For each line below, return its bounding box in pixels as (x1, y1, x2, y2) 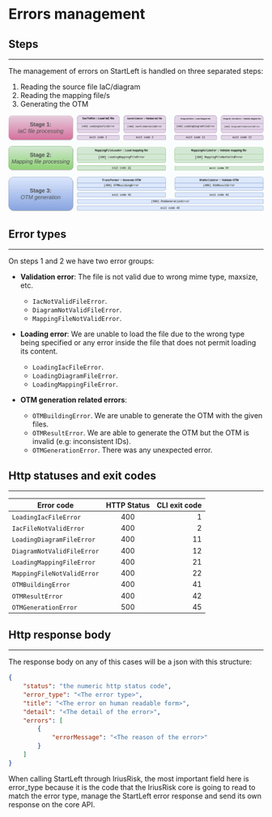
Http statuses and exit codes (8, 468, 156, 482)
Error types (8, 227, 67, 241)
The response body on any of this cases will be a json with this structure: (8, 657, 253, 667)
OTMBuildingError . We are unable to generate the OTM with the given (32, 411, 263, 421)
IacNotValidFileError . (32, 297, 108, 306)
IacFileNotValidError (11, 524, 85, 533)
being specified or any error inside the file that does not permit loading (19, 338, 257, 348)
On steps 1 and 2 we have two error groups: (8, 256, 155, 266)
